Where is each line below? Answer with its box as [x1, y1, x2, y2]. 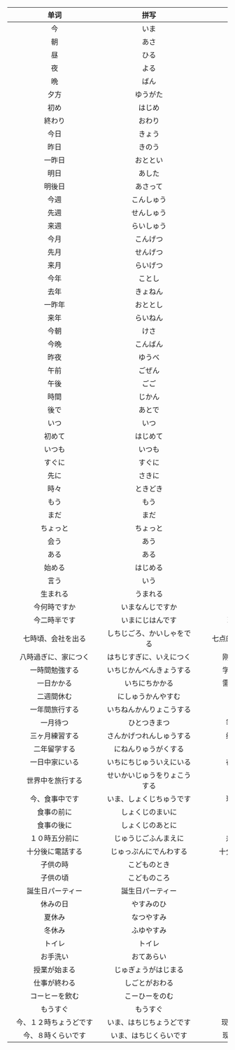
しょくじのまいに [120, 807, 177, 817]
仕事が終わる [33, 978, 76, 988]
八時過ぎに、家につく [20, 652, 90, 662]
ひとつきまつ [128, 718, 170, 728]
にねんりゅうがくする [113, 744, 184, 754]
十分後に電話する [26, 847, 83, 856]
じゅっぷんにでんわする [110, 847, 187, 856]
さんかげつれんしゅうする [106, 731, 191, 740]
